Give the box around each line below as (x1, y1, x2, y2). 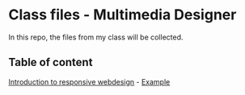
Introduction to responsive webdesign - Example (8, 76, 171, 86)
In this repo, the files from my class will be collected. (8, 32, 184, 42)
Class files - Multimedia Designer (8, 6, 237, 24)
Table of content (8, 56, 93, 69)
